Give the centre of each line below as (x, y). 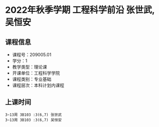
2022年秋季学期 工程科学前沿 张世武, (80, 10)
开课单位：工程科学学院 (36, 73)
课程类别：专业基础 (32, 79)
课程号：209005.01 (32, 55)
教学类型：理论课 (30, 67)
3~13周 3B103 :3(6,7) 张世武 (33, 115)
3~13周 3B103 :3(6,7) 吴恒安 (33, 120)
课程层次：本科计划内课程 (38, 85)
